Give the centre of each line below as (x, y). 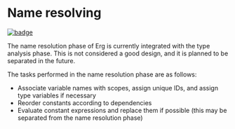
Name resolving (54, 13)
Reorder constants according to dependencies (85, 102)
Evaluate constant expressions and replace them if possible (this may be (122, 110)
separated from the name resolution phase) (80, 118)
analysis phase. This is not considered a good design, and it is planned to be (118, 53)
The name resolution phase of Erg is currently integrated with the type (109, 46)
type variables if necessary (57, 95)
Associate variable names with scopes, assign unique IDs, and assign (118, 88)
